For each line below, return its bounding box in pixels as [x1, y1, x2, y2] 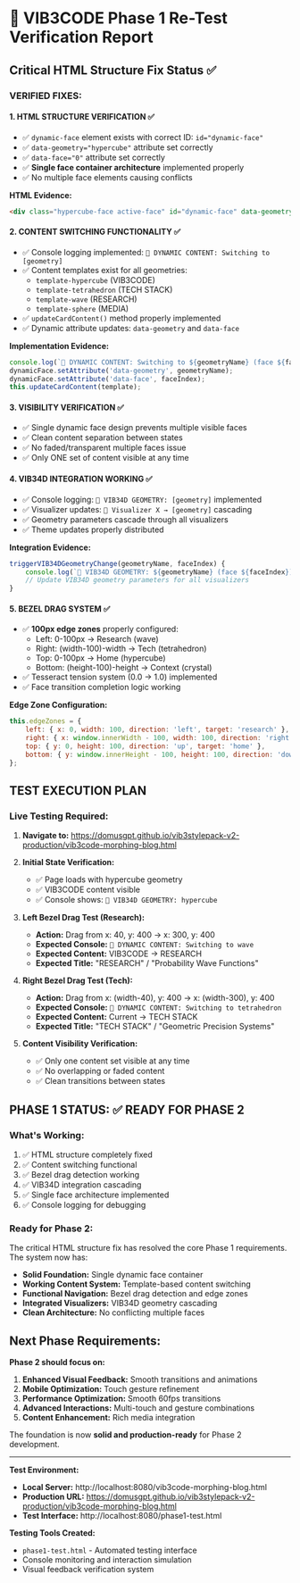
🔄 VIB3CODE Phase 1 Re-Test [9, 8, 228, 29]
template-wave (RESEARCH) [35, 294, 137, 304]
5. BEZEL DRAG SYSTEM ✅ [9, 603, 111, 614]
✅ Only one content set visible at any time [35, 1055, 190, 1066]
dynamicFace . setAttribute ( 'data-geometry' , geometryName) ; [9, 366, 234, 375]
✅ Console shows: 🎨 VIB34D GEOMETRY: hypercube [35, 895, 218, 905]
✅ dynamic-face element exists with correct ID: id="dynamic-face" [21, 131, 264, 142]
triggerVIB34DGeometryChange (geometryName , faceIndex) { [9, 559, 226, 568]
